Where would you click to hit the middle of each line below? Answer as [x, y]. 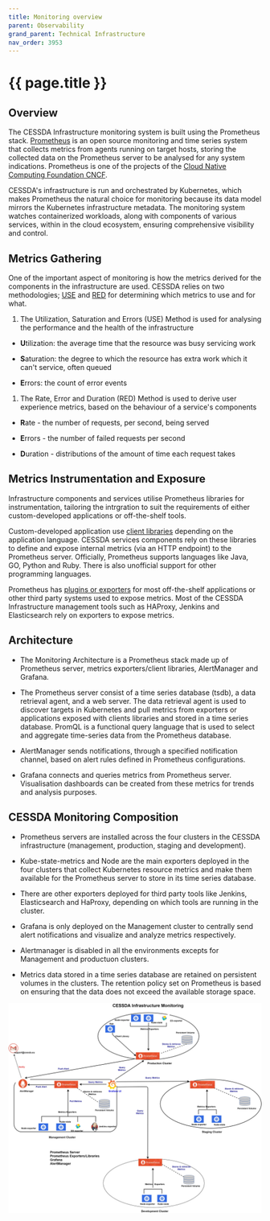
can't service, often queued [66, 368]
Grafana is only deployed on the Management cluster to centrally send [137, 926]
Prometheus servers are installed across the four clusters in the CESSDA [140, 837]
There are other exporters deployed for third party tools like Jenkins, [133, 894]
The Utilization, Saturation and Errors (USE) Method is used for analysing [141, 319]
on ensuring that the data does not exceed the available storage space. [137, 991]
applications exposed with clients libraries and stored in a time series [134, 718]
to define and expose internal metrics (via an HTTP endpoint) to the [120, 548]
